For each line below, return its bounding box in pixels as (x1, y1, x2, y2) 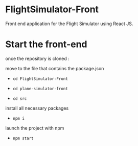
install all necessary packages (5, 105, 69, 111)
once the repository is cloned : (5, 55, 70, 61)
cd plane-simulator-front (12, 86, 68, 91)
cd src (12, 96, 27, 101)
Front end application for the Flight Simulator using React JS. (5, 20, 133, 27)
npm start (12, 136, 34, 141)
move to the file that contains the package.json (5, 65, 104, 71)
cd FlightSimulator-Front (12, 76, 68, 81)
